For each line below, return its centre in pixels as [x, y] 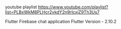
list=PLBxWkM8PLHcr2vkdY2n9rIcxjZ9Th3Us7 [52, 12]
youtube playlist [21, 7]
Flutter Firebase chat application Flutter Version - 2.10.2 [61, 22]
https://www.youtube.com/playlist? [73, 7]
